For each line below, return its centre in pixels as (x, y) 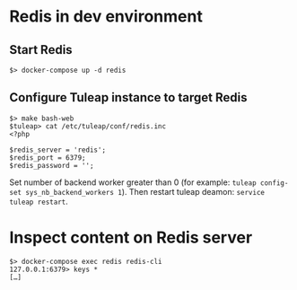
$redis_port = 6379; (48, 158)
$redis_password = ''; (52, 165)
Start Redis (41, 50)
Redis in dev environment (106, 17)
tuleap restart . (39, 201)
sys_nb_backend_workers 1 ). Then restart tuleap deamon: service (145, 191)
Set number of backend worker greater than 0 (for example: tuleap (133, 182)
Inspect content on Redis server (131, 237)
